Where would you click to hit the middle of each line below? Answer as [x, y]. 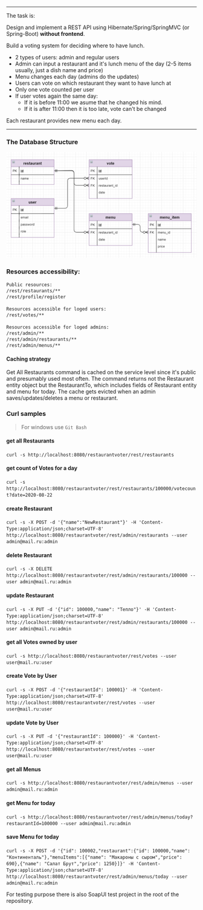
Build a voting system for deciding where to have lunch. [76, 45]
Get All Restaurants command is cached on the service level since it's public [101, 372]
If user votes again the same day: [56, 96]
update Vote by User [33, 723]
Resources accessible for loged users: [56, 309]
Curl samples [26, 414]
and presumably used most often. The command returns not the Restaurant [100, 379]
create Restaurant [29, 508]
